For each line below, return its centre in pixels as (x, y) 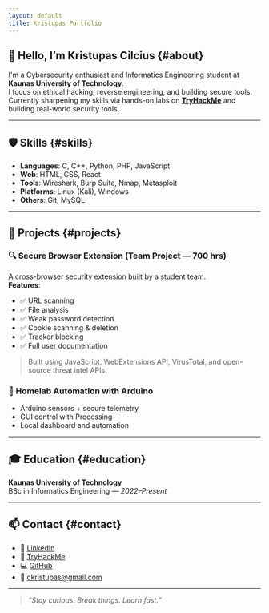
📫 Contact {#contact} (65, 524)
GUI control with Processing (66, 417)
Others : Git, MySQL (52, 200)
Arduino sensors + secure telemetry (79, 409)
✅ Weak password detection (67, 318)
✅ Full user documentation (64, 345)
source (40, 370)
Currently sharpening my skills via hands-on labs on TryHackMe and (122, 100)
